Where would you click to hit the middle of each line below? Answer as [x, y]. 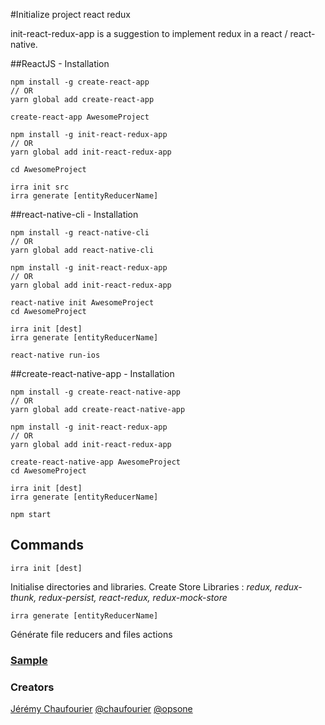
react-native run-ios [55, 355]
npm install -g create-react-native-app [96, 392]
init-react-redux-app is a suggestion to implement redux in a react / [149, 33]
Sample [29, 660]
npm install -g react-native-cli [80, 233]
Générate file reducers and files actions [91, 634]
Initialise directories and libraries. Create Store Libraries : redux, [141, 586]
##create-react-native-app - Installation [92, 373]
